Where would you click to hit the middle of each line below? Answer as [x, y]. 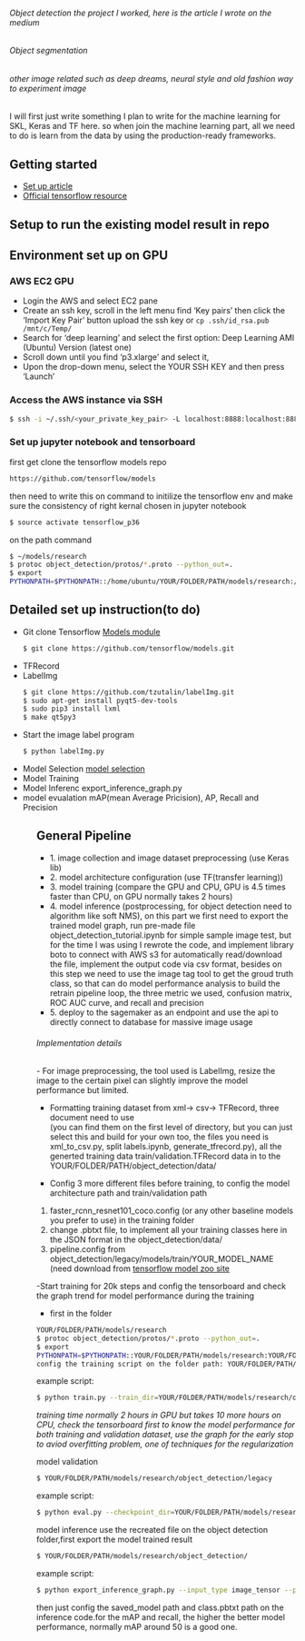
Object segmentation [49, 51]
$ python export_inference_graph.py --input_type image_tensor [158, 1590]
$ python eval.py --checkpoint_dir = [105, 1513]
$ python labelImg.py [63, 751]
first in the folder [81, 1314]
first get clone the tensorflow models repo [88, 462]
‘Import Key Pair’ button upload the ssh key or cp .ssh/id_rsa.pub [146, 320]
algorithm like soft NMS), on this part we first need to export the [169, 915]
